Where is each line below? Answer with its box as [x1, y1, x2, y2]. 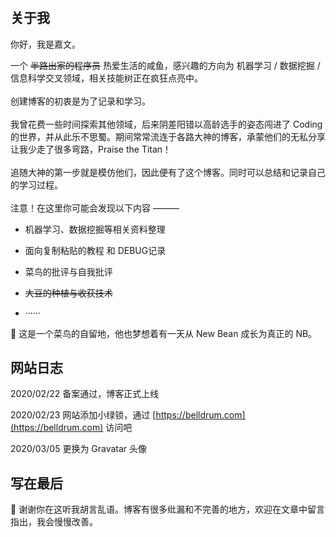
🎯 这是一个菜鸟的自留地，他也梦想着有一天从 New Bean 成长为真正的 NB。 [10, 327, 318, 339]
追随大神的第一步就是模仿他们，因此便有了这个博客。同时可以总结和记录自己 [10, 166, 326, 178]
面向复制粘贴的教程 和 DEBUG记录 [24, 244, 167, 256]
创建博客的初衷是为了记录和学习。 [10, 95, 151, 107]
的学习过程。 [10, 178, 63, 191]
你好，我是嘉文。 [10, 38, 81, 50]
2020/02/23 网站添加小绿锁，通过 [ [10, 409, 157, 421]
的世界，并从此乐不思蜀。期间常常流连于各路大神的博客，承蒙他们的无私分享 [10, 130, 326, 142]
